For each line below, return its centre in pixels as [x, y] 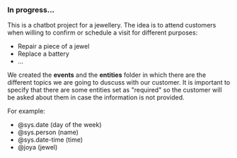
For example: [27, 111]
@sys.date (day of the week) [59, 125]
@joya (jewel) [37, 147]
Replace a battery [43, 54]
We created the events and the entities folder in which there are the [107, 75]
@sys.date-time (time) [50, 140]
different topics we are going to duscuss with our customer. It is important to [119, 83]
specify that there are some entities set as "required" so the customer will [115, 90]
